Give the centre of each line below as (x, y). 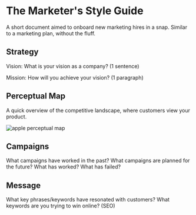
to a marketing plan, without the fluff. (51, 33)
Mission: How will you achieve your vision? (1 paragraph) (75, 77)
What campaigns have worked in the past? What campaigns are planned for (98, 161)
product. (16, 117)
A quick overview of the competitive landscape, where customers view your (98, 110)
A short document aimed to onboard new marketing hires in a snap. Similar (97, 27)
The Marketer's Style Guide (75, 11)
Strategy (22, 52)
